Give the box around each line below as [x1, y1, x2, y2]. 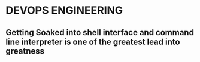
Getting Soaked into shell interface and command [5, 27, 194, 38]
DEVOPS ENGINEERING [5, 4, 123, 17]
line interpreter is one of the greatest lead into [5, 36, 180, 46]
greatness [5, 46, 45, 56]
